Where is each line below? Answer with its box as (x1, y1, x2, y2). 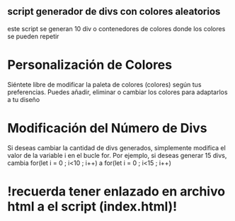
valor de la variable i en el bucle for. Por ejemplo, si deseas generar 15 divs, (7, 151, 227, 159)
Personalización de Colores (7, 57, 172, 73)
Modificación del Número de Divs (7, 120, 207, 136)
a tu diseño (7, 95, 40, 103)
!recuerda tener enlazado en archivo (7, 183, 225, 199)
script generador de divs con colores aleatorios (7, 6, 221, 18)
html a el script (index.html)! (7, 198, 178, 215)
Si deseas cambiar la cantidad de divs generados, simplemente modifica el (7, 143, 227, 152)
